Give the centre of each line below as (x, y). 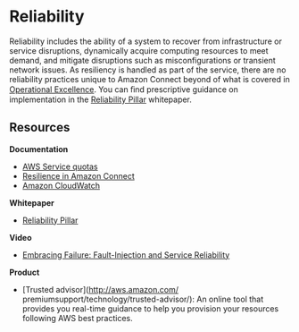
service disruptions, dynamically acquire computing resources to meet (139, 50)
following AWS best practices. (78, 318)
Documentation (39, 149)
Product (25, 272)
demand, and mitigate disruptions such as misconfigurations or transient (143, 60)
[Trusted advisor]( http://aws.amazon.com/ (100, 289)
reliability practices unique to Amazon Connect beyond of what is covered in (149, 79)
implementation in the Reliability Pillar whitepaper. (100, 99)
